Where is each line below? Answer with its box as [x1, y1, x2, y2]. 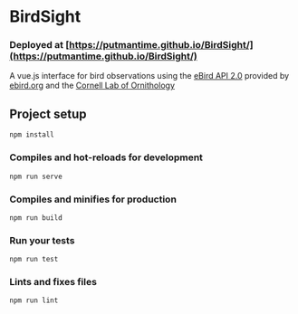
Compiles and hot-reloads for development [9, 151, 204, 164]
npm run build [9, 213, 63, 223]
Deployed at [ [9, 39, 70, 52]
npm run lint [9, 296, 59, 305]
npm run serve [9, 172, 63, 181]
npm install [9, 130, 54, 139]
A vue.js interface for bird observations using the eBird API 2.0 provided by [9, 71, 290, 81]
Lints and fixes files [9, 276, 98, 289]
